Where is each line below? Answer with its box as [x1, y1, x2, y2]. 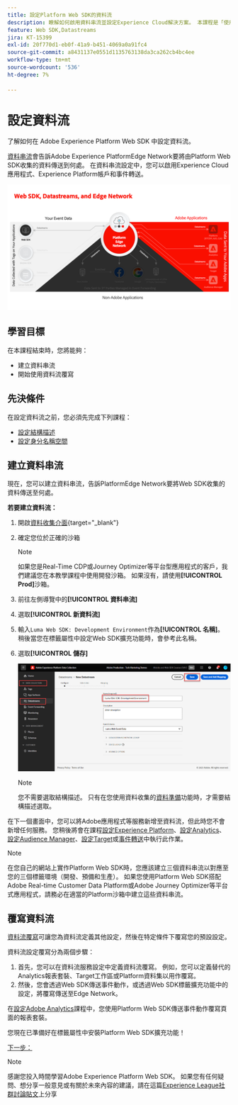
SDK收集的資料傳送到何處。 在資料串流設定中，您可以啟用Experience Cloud [7, 161, 229, 169]
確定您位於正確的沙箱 [17, 534, 80, 542]
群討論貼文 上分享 [7, 1090, 57, 1099]
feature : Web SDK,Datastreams [7, 26, 97, 33]
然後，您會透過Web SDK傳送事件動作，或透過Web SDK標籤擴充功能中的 [17, 980, 229, 989]
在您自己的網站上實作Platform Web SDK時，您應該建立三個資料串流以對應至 [7, 863, 229, 872]
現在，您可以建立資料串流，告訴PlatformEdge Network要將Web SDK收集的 [7, 479, 225, 488]
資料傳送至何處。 [7, 488, 57, 497]
